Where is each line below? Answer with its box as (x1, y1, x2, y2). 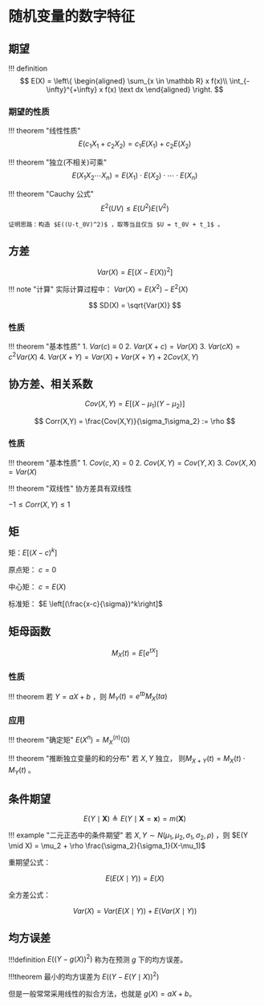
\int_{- (229, 76, 250, 85)
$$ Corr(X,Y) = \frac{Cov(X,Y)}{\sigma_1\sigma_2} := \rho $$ (34, 417, 236, 426)
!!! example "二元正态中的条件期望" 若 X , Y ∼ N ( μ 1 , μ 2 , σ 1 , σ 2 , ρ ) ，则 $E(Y (8, 830, 249, 841)
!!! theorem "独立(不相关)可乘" (8, 157, 108, 167)
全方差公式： (8, 890, 51, 899)
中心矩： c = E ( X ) (8, 582, 67, 591)
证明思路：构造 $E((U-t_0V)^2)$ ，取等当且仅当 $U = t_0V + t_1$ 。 (8, 220, 224, 229)
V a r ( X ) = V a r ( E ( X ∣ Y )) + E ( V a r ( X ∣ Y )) (72, 906, 197, 915)
